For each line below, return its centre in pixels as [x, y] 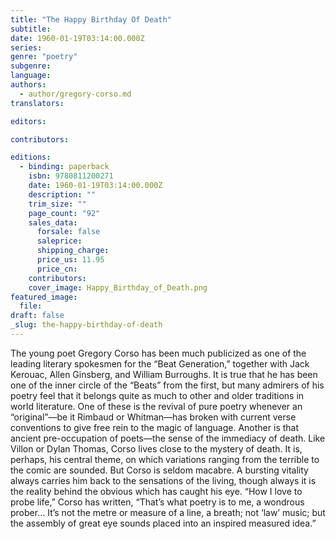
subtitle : [31, 29]
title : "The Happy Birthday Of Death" [91, 19]
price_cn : [57, 269]
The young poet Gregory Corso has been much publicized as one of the [158, 353]
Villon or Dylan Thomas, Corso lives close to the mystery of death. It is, [156, 448]
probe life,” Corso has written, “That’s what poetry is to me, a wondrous [157, 502]
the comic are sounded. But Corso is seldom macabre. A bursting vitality [159, 470]
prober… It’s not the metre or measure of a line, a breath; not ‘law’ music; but [168, 512]
